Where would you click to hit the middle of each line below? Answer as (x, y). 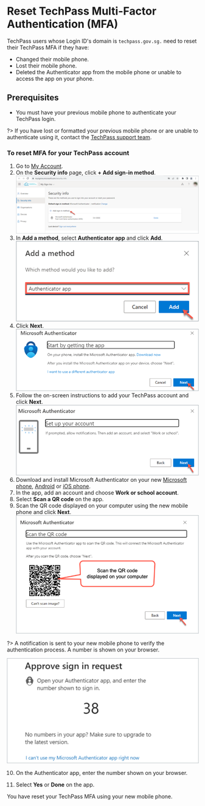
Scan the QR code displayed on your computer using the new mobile (102, 505)
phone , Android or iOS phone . (53, 486)
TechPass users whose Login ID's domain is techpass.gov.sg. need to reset (102, 41)
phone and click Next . (43, 512)
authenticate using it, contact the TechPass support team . (79, 137)
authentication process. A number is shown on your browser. (83, 650)
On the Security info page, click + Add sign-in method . (85, 173)
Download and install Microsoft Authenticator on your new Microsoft (101, 479)
